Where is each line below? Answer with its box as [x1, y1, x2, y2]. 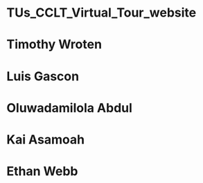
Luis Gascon [6, 68, 80, 84]
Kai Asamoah [6, 132, 85, 147]
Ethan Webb [6, 164, 78, 180]
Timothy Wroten [6, 37, 102, 53]
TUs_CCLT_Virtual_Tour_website [6, 5, 197, 21]
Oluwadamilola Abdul [6, 100, 133, 116]
